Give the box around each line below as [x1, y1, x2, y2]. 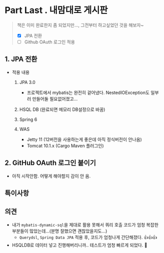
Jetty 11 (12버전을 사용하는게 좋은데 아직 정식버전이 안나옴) [26, 136, 142, 142]
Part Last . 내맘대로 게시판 [4, 4, 108, 16]
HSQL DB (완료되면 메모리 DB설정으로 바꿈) [19, 106, 105, 112]
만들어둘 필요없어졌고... [32, 95, 78, 101]
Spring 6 [19, 116, 37, 122]
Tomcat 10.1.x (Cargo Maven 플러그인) [26, 142, 104, 148]
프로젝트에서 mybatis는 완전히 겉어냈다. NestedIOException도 [26, 89, 150, 95]
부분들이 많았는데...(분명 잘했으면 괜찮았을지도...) [11, 228, 107, 234]
